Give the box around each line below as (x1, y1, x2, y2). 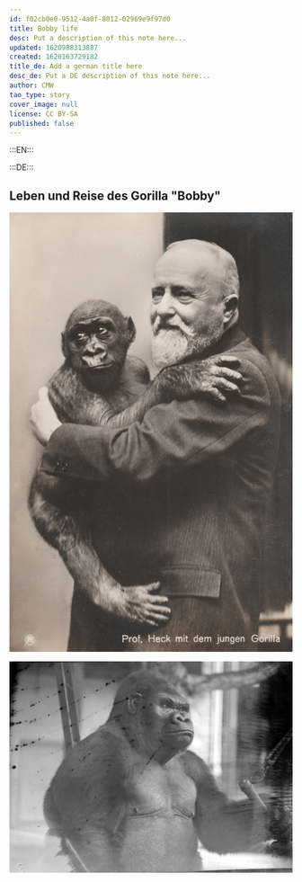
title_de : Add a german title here (9, 62, 143, 71)
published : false (9, 119, 75, 128)
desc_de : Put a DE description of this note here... (9, 72, 211, 81)
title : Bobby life (9, 23, 78, 33)
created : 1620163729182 (9, 52, 99, 62)
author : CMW (9, 81, 54, 90)
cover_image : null (9, 100, 78, 109)
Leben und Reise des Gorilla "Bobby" (9, 188, 222, 203)
